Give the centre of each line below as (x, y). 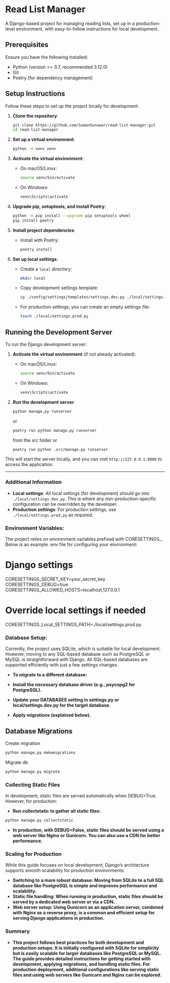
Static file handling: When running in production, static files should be (88, 897)
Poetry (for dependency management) (53, 78)
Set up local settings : (35, 259)
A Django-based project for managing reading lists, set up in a (70, 23)
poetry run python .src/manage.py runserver (60, 449)
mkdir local (33, 278)
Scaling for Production (33, 854)
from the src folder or (35, 440)
